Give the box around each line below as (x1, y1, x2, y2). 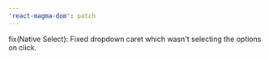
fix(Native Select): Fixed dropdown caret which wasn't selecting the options (8, 34, 262, 44)
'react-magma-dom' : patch (8, 11, 96, 20)
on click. (8, 42, 37, 53)
